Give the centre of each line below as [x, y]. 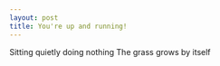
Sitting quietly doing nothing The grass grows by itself [110, 52]
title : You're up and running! [68, 26]
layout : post [34, 18]
